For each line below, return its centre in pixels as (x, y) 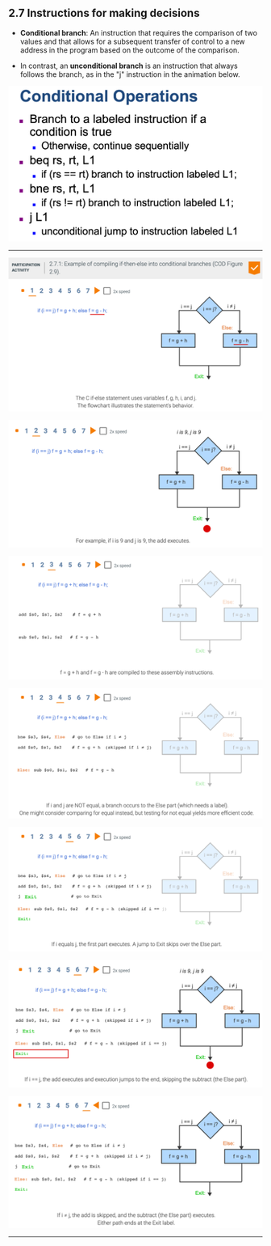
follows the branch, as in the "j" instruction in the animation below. (130, 74)
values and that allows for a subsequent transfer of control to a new (133, 41)
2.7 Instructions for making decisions (104, 13)
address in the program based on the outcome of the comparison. (129, 50)
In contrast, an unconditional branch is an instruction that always (129, 66)
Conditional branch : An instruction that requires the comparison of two (139, 32)
